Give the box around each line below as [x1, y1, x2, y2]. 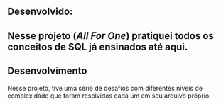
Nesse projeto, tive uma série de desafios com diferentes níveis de [7, 84, 203, 92]
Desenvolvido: [7, 6, 73, 18]
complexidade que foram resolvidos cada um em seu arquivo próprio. [7, 91, 211, 100]
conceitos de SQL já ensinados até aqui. [7, 40, 188, 52]
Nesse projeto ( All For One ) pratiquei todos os [7, 30, 215, 42]
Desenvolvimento [7, 65, 87, 77]
